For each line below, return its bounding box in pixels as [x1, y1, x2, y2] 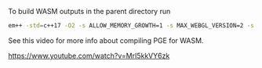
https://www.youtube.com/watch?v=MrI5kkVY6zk [8, 51, 170, 60]
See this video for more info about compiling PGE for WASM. [8, 35, 204, 45]
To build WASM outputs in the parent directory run [8, 7, 171, 16]
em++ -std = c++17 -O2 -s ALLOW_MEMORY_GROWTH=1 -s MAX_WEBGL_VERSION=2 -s [8, 22, 255, 30]
